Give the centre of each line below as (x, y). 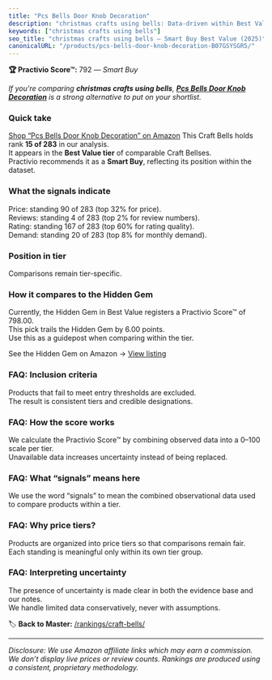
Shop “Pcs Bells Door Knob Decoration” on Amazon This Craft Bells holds (131, 136)
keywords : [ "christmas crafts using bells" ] (85, 31)
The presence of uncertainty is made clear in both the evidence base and (131, 590)
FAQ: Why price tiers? (52, 526)
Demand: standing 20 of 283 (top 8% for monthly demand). (108, 235)
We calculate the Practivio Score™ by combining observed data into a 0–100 (134, 440)
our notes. (25, 599)
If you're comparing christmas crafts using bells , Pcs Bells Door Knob (127, 88)
